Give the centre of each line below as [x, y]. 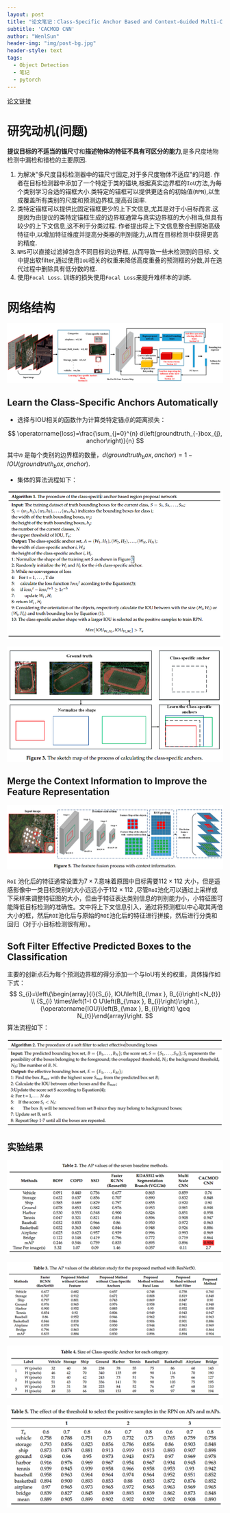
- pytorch [27, 80]
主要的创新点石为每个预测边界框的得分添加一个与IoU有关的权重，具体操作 [111, 974]
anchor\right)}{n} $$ [115, 441]
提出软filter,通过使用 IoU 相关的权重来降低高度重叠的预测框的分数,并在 [120, 260]
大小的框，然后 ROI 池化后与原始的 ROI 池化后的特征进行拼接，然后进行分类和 [112, 915]
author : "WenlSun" [33, 36]
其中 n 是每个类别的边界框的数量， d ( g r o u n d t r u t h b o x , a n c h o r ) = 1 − [100, 455]
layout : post [26, 14]
